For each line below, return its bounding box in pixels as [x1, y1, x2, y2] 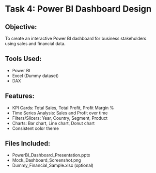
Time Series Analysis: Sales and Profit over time [12, 110, 108, 116]
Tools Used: [5, 55, 42, 63]
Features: [5, 92, 35, 100]
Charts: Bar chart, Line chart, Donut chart [12, 120, 95, 126]
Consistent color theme [12, 125, 59, 131]
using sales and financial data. [5, 41, 66, 47]
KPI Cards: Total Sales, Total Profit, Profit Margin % [12, 105, 114, 110]
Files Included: [5, 140, 51, 148]
